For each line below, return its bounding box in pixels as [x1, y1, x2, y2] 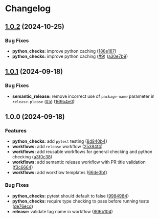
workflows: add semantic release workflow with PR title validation [12, 159, 146, 165]
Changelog [5, 3, 51, 14]
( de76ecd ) [12, 203, 33, 209]
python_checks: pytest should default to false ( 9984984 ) [12, 193, 129, 198]
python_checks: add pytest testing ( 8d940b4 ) [12, 138, 108, 144]
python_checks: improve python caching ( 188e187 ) [12, 48, 116, 54]
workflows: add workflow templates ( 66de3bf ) [12, 170, 108, 175]
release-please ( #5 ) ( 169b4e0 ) [12, 98, 75, 104]
